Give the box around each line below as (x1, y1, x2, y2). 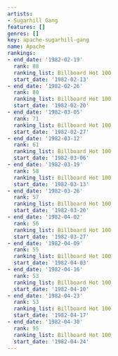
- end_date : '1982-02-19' (7, 56, 83, 63)
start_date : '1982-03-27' (13, 233, 90, 240)
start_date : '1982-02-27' (13, 128, 90, 135)
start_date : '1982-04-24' (13, 338, 90, 345)
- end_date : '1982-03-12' (7, 135, 83, 142)
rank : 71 (13, 115, 39, 122)
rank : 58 (13, 167, 39, 175)
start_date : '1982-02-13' (13, 75, 90, 83)
